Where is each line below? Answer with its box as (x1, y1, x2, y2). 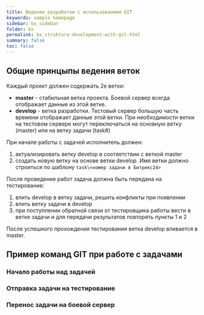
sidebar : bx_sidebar (6, 20, 59, 26)
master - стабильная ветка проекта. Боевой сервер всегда (15, 94, 170, 101)
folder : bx (6, 26, 34, 32)
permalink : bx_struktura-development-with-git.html (6, 32, 140, 38)
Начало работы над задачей (6, 268, 96, 276)
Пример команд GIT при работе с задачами (6, 249, 183, 260)
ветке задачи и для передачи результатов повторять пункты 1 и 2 (15, 213, 188, 221)
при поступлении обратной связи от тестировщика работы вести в (15, 207, 191, 214)
